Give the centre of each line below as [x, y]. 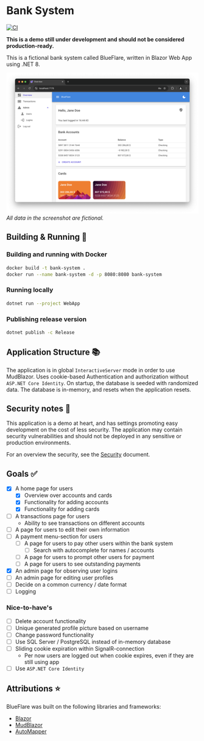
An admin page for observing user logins [66, 571]
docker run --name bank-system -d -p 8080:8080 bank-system [84, 274]
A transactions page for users [52, 516]
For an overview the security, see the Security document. [78, 455]
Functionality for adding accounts [66, 502]
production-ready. [30, 46]
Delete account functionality [51, 621]
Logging [26, 591]
